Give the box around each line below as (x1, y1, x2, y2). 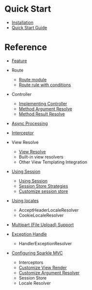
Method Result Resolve (18, 111, 65, 117)
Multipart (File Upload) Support (11, 221, 74, 227)
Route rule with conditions (18, 82, 71, 88)
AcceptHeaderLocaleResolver (18, 207, 79, 213)
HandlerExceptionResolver (18, 240, 72, 246)
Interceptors (18, 259, 44, 265)
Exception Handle (11, 231, 47, 237)
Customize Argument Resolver (18, 270, 80, 275)
